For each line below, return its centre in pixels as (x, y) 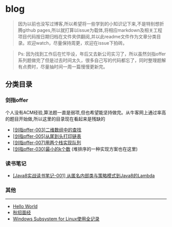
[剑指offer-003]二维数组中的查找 (47, 130)
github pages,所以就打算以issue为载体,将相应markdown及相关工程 (92, 30)
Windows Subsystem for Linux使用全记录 (56, 219)
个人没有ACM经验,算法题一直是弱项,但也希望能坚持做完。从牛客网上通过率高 (86, 112)
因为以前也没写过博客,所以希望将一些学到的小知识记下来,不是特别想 (89, 24)
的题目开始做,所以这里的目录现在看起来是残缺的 (56, 119)
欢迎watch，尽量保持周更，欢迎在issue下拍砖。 (77, 43)
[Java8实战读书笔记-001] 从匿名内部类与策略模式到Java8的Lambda (84, 175)
